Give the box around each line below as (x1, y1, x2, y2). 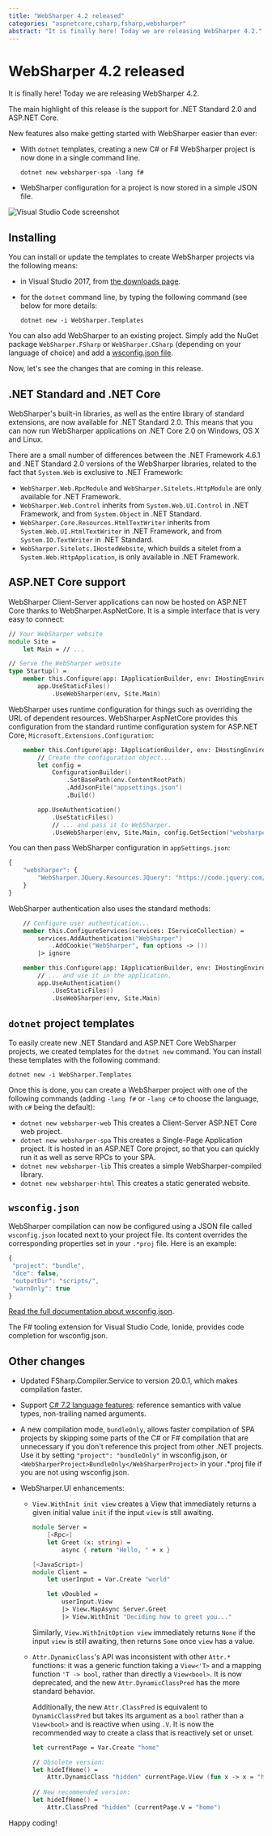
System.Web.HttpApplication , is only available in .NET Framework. (19, 552, 240, 562)
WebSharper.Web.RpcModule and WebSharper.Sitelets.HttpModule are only (19, 483, 261, 493)
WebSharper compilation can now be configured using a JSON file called (8, 1222, 253, 1231)
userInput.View (61, 1598, 113, 1606)
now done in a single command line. (19, 153, 141, 163)
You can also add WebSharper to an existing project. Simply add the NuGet (8, 331, 259, 340)
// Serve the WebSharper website (8, 660, 121, 668)
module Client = (32, 1568, 87, 1577)
